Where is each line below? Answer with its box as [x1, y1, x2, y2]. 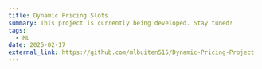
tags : [8, 26, 26, 34]
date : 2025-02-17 [8, 41, 66, 49]
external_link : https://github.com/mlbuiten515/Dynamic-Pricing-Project [8, 48, 255, 56]
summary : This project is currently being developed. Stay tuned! [8, 19, 233, 27]
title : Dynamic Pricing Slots [8, 11, 109, 20]
